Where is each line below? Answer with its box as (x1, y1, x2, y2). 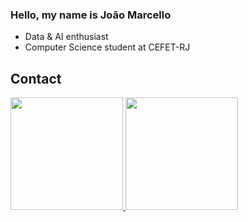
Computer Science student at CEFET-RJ (24, 41, 191, 53)
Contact (10, 70, 62, 87)
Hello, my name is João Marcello (10, 8, 172, 22)
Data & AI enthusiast (24, 31, 109, 43)
